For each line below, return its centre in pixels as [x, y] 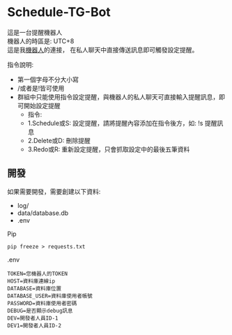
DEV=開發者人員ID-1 [33, 318]
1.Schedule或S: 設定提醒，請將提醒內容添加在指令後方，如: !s [115, 123]
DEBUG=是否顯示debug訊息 [40, 311]
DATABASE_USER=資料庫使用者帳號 [50, 296]
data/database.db [43, 213]
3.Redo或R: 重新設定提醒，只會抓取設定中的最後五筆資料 [109, 149]
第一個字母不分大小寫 [48, 79]
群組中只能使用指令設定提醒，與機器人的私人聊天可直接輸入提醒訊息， [118, 97]
